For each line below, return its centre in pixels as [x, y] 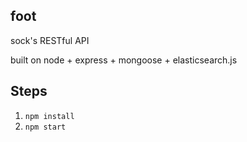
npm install [49, 116]
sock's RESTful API [50, 40]
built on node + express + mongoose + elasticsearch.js [124, 60]
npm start [45, 127]
